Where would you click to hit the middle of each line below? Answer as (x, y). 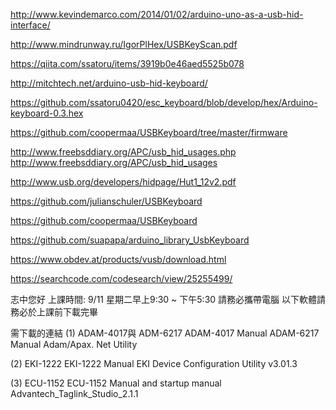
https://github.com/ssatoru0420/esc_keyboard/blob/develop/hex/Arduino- (164, 102)
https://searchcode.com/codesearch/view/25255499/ (121, 278)
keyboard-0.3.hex (47, 113)
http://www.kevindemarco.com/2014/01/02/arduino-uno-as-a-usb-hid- (157, 14)
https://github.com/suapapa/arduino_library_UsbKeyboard (130, 240)
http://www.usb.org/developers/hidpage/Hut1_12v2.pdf (123, 182)
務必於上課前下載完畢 (54, 312)
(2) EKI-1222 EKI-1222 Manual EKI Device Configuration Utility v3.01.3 (154, 363)
